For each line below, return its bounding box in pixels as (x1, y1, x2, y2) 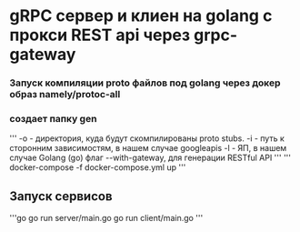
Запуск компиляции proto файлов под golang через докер (9, 76, 281, 89)
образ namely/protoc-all (9, 88, 121, 101)
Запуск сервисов (9, 188, 113, 204)
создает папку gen (9, 113, 97, 126)
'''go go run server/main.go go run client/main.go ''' (9, 213, 204, 224)
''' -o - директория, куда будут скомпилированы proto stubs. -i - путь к (9, 133, 285, 144)
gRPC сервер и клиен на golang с (9, 5, 273, 26)
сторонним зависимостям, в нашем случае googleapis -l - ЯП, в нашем (9, 143, 287, 154)
